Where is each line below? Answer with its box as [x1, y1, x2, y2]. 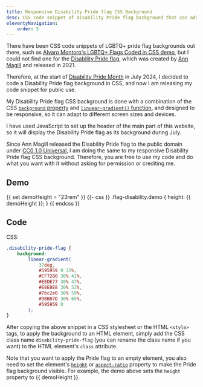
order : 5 [17, 25, 39, 32]
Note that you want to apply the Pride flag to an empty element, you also [6, 354, 187, 362]
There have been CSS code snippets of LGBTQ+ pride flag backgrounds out [6, 42, 195, 50]
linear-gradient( [28, 256, 71, 262]
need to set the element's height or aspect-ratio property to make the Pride [6, 361, 196, 368]
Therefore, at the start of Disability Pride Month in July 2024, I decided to [6, 73, 188, 80]
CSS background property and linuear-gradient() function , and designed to [6, 104, 195, 112]
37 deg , [38, 262, 56, 268]
